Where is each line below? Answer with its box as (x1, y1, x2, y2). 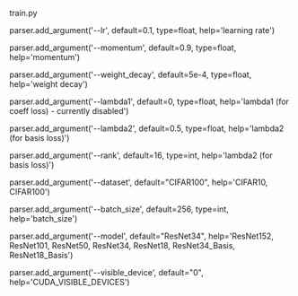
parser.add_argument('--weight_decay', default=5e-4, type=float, (9, 69, 252, 80)
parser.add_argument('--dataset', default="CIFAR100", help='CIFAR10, (9, 177, 268, 187)
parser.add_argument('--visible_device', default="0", (9, 267, 204, 277)
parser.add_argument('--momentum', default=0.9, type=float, (9, 42, 237, 53)
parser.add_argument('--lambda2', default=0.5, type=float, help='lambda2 (9, 123, 285, 134)
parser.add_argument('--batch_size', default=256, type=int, (9, 204, 229, 214)
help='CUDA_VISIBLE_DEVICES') (9, 277, 130, 287)
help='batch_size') (9, 213, 78, 223)
